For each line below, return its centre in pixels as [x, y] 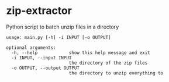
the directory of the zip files [108, 63]
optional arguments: [31, 48]
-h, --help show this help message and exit [81, 53]
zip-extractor [39, 11]
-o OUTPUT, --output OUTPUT [46, 68]
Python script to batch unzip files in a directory [63, 27]
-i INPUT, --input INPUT [42, 58]
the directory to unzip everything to [116, 73]
